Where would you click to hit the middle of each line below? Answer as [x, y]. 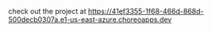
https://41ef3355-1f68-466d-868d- [146, 11]
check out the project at [47, 11]
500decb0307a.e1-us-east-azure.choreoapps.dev [90, 20]
